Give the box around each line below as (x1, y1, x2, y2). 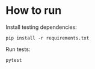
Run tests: (5, 46, 31, 53)
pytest (5, 57, 22, 63)
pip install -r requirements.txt (5, 35, 90, 41)
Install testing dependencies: (5, 23, 78, 31)
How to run (5, 4, 62, 17)
